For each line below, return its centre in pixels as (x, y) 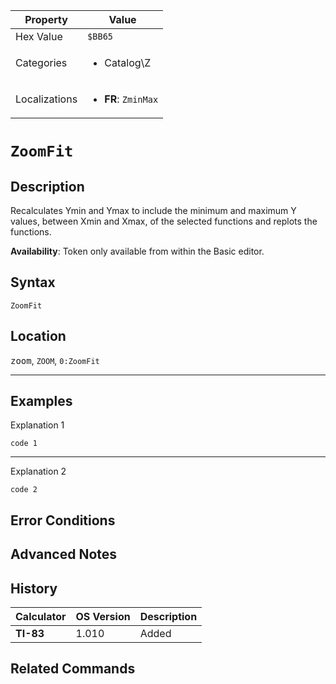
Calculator (41, 617)
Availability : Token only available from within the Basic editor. (137, 251)
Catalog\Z (128, 62)
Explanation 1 (37, 425)
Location (38, 336)
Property (46, 19)
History (34, 588)
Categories (41, 62)
